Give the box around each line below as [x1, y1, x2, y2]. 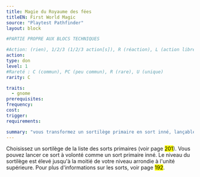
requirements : [6, 118, 42, 124]
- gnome [11, 90, 31, 97]
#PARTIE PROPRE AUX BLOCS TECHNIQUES [6, 36, 100, 42]
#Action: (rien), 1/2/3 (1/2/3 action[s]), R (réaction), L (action [6, 47, 180, 53]
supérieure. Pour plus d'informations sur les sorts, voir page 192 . [6, 164, 165, 171]
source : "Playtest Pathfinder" [6, 20, 84, 26]
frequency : [6, 102, 33, 108]
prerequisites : [6, 96, 44, 102]
